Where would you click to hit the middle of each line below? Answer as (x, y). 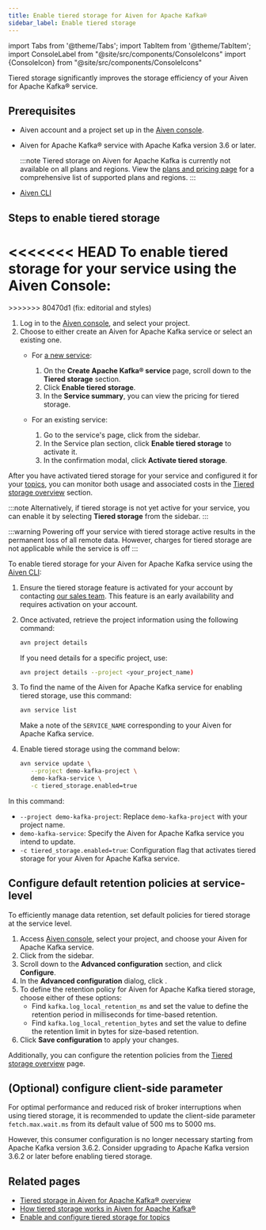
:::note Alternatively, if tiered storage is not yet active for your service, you (129, 507)
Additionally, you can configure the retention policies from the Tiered (120, 1055)
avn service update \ (55, 764)
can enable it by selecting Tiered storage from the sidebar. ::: (108, 516)
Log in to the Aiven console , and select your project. (104, 323)
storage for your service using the (123, 268)
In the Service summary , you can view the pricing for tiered (141, 395)
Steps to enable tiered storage (84, 218)
